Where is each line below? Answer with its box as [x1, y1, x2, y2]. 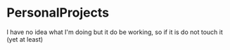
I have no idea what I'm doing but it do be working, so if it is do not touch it [6, 28, 223, 36]
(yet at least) [6, 35, 44, 43]
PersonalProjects [6, 5, 110, 21]
